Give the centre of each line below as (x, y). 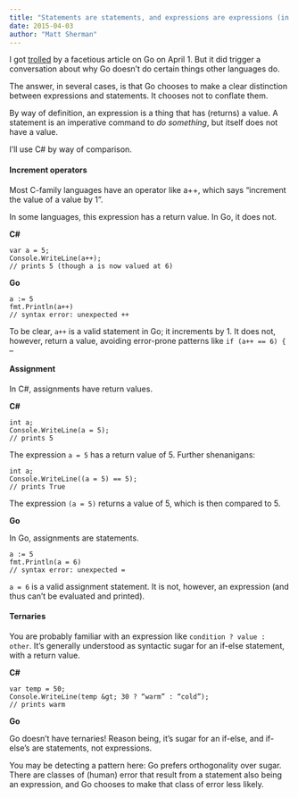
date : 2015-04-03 (41, 26)
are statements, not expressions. (92, 748)
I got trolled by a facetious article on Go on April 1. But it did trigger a (135, 60)
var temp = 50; (37, 689)
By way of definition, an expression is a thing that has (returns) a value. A (144, 113)
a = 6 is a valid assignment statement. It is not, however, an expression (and (149, 586)
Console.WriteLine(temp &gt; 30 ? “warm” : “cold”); (109, 697)
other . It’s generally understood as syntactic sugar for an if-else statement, (147, 645)
